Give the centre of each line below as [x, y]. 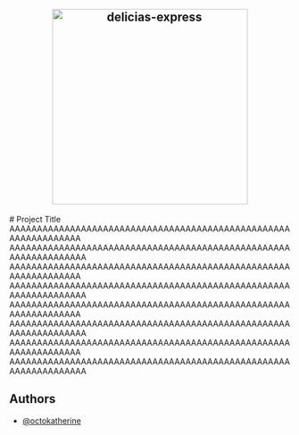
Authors [33, 399]
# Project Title [35, 219]
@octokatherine [52, 421]
